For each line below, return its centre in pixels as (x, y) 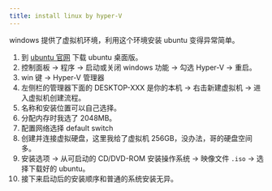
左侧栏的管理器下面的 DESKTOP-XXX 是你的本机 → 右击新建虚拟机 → (136, 87)
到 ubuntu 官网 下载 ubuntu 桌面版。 (82, 57)
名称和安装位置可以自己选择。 (71, 108)
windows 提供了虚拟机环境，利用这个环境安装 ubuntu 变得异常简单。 (124, 40)
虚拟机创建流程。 (57, 97)
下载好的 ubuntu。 (59, 168)
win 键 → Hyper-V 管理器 (63, 77)
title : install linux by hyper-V (66, 16)
